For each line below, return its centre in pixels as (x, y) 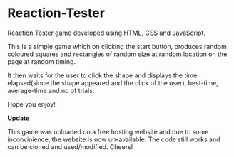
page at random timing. (42, 61)
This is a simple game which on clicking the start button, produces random (117, 46)
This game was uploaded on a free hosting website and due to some (108, 131)
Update (19, 118)
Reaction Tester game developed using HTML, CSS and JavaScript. (106, 33)
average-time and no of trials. (51, 90)
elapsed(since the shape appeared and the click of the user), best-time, (113, 82)
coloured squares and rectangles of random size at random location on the (117, 54)
